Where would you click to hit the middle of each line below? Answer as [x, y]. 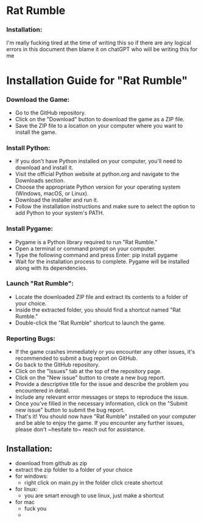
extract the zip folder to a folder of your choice [74, 469]
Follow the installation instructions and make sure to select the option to [105, 206]
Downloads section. [40, 181]
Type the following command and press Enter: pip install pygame [96, 255]
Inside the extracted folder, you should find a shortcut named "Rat [98, 310]
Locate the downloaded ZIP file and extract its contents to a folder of [101, 297]
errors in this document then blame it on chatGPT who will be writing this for [102, 49]
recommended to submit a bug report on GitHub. [76, 358]
